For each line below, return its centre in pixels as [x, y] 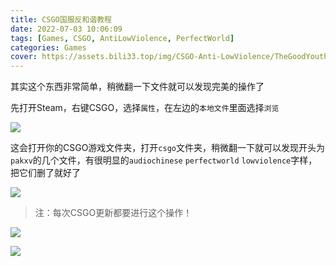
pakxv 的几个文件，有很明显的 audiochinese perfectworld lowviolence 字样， [164, 160]
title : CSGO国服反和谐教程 [61, 19]
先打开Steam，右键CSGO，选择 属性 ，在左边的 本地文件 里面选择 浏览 [145, 108]
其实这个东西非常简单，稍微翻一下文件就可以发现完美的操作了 [137, 87]
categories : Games [48, 47]
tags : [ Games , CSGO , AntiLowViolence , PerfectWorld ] [122, 38]
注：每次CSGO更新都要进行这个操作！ [113, 213]
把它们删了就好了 [45, 173]
